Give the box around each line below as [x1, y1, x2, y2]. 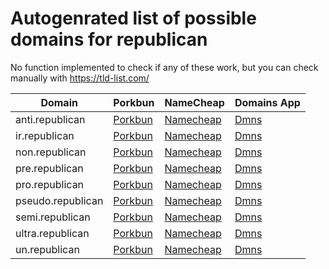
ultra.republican [15, 226, 90, 240]
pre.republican [15, 161, 84, 175]
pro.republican [15, 177, 85, 191]
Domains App [234, 95, 301, 109]
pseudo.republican [15, 193, 104, 207]
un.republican [15, 242, 80, 256]
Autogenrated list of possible [10, 7, 257, 30]
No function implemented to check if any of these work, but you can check [10, 61, 319, 73]
